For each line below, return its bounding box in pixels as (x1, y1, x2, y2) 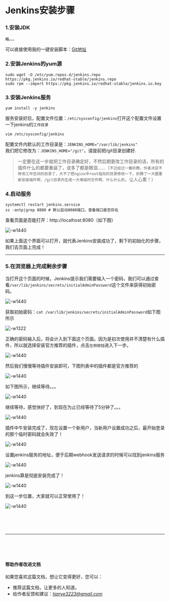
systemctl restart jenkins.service (5, 202, 80, 207)
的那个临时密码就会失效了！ (5, 431, 63, 437)
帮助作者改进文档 (5, 561, 41, 567)
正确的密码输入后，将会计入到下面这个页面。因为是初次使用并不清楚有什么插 (5, 336, 165, 342)
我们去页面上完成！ (5, 244, 46, 250)
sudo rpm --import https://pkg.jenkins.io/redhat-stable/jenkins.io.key (5, 81, 162, 86)
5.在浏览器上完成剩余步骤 (5, 263, 67, 270)
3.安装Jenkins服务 (5, 93, 51, 101)
